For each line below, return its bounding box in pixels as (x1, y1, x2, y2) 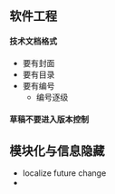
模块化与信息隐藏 (9, 143, 105, 159)
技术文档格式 (9, 35, 57, 46)
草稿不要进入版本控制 (9, 114, 89, 125)
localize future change (22, 168, 107, 179)
